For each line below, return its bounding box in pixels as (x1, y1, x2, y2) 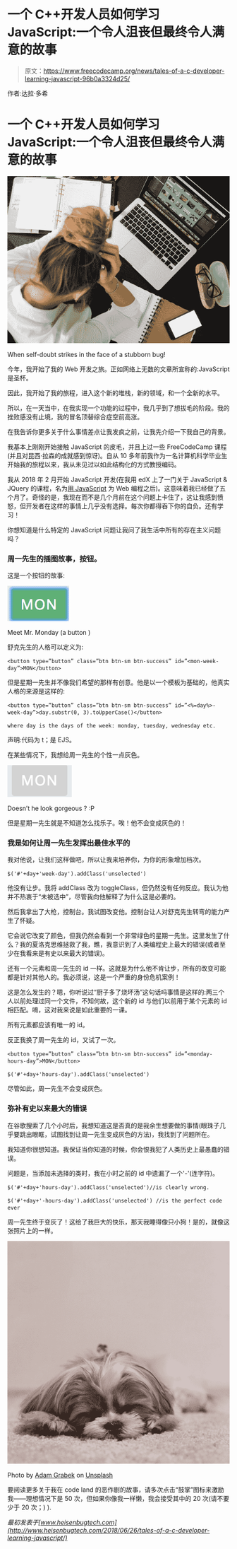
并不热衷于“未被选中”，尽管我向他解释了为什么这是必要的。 (7, 892, 180, 901)
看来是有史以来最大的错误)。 (25, 949, 109, 958)
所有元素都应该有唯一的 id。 (7, 1021, 89, 1029)
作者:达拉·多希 (7, 89, 49, 98)
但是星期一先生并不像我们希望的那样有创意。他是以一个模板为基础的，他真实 (7, 678, 230, 686)
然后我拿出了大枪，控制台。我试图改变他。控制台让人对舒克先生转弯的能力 (7, 908, 224, 916)
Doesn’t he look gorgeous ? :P (7, 804, 95, 813)
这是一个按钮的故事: (7, 571, 66, 580)
